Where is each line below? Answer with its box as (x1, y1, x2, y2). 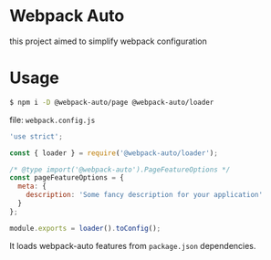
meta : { (17, 182, 47, 192)
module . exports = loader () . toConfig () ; (9, 224, 162, 233)
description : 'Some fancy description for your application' (26, 191, 263, 200)
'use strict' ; (9, 131, 64, 141)
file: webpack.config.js (9, 114, 96, 125)
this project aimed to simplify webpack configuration (9, 36, 207, 47)
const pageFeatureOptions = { (9, 173, 125, 182)
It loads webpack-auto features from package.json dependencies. (9, 240, 256, 251)
